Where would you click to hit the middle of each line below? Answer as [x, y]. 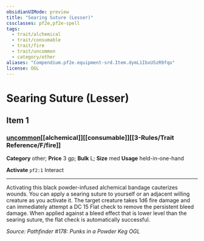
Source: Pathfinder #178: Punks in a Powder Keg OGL [73, 231]
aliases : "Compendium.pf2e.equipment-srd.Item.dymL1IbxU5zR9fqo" [90, 62]
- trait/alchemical [36, 35]
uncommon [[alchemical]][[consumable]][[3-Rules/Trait [90, 137]
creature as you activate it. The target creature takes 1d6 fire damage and [98, 200]
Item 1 [18, 120]
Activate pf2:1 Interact [35, 170]
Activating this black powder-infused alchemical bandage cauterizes [92, 188]
